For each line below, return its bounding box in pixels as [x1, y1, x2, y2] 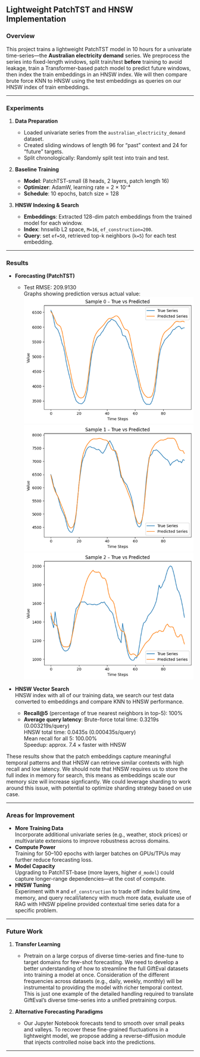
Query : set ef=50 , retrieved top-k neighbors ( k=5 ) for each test [23, 232, 177, 239]
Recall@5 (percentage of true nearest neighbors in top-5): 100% [23, 709, 183, 716]
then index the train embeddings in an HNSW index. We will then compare [6, 71, 187, 78]
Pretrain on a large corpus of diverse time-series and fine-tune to [23, 952, 185, 959]
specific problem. [14, 907, 58, 914]
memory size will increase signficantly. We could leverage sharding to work [6, 778, 191, 785]
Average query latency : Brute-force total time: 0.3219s [23, 716, 159, 723]
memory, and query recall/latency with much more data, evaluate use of [14, 894, 192, 902]
